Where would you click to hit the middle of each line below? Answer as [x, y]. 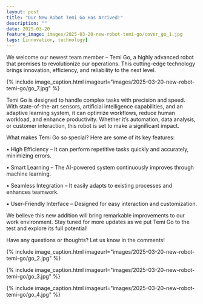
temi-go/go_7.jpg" [29, 88]
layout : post [23, 12]
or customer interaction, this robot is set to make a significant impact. [93, 126]
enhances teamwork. [33, 192]
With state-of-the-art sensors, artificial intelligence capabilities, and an [95, 106]
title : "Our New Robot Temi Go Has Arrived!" [65, 18]
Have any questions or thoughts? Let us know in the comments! [86, 240]
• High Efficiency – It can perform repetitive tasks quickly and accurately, [98, 149]
